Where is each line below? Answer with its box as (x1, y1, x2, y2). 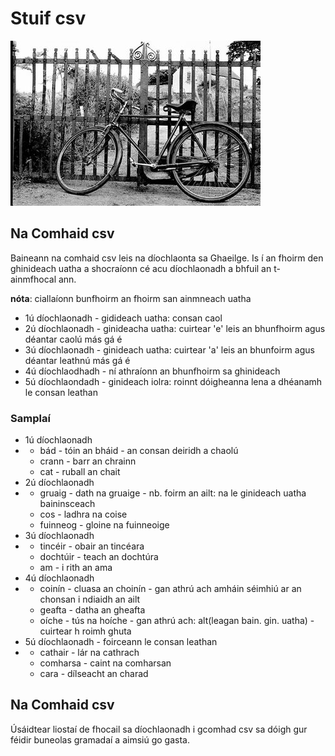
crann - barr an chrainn (39, 455, 137, 467)
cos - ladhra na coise (39, 508, 128, 521)
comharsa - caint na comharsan (39, 657, 172, 669)
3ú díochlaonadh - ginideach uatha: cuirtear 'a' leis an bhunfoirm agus (24, 343, 315, 356)
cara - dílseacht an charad (39, 668, 149, 680)
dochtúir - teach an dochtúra (39, 551, 159, 563)
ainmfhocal (10, 273, 57, 285)
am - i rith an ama (39, 562, 113, 574)
